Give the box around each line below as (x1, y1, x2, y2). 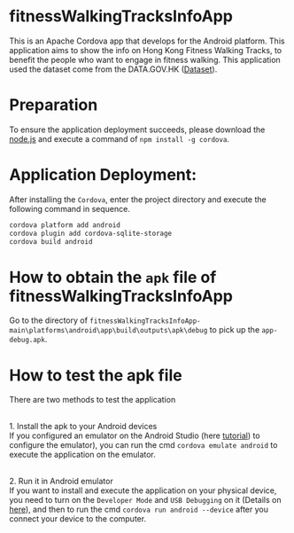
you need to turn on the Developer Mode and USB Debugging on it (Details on (9, 495, 282, 506)
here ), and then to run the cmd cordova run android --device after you (9, 504, 268, 515)
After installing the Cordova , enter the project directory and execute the (9, 193, 267, 205)
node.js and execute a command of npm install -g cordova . (9, 133, 230, 144)
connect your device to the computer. (9, 513, 147, 524)
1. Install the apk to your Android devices (9, 421, 158, 432)
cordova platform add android (9, 220, 121, 230)
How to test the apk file (9, 365, 183, 385)
